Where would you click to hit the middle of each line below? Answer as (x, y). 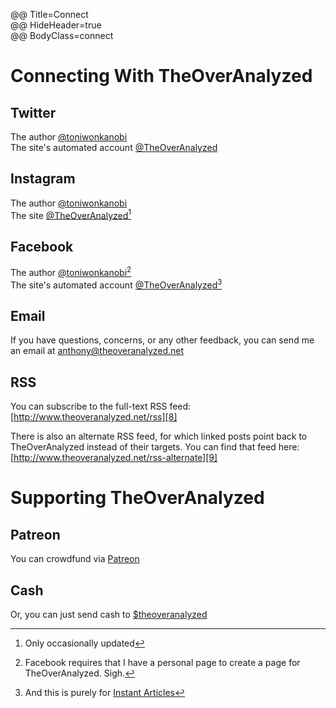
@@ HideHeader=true (56, 25)
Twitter (33, 112)
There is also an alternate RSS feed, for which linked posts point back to (159, 436)
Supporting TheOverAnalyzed (137, 498)
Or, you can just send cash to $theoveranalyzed (109, 615)
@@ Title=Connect (49, 14)
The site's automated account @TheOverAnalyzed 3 (116, 284)
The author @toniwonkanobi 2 (71, 271)
